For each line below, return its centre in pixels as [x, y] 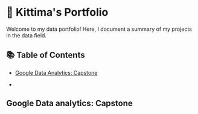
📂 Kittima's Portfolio [57, 12]
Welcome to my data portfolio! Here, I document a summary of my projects [99, 29]
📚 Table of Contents [46, 55]
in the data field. [27, 35]
